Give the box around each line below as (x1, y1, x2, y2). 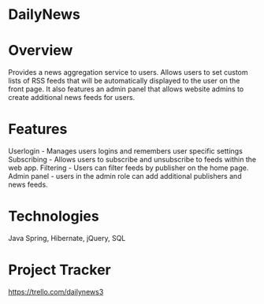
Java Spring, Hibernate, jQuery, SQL (8, 234, 126, 243)
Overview (8, 42, 73, 60)
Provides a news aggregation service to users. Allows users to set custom (8, 68, 248, 77)
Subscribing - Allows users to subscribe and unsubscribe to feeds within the (8, 155, 257, 165)
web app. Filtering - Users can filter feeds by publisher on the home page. (8, 163, 249, 172)
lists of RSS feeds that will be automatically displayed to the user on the (8, 76, 240, 86)
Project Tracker (8, 261, 112, 279)
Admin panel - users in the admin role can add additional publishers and (8, 172, 242, 181)
